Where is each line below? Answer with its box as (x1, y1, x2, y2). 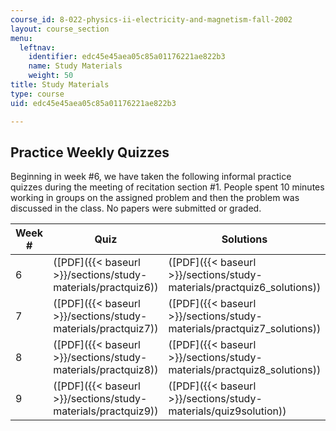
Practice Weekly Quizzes (10, 144, 170, 161)
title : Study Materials (10, 80, 110, 90)
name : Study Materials (28, 61, 123, 71)
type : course (10, 89, 65, 99)
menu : (10, 33, 33, 43)
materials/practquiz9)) (53, 404, 159, 418)
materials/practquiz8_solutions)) (168, 363, 322, 377)
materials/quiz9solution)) (168, 404, 287, 418)
